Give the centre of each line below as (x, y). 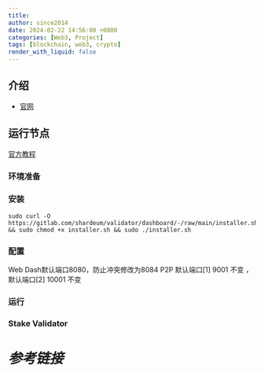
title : (19, 15)
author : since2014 (38, 23)
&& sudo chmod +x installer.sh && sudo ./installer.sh (100, 230)
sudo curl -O (29, 216)
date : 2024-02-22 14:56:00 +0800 (63, 30)
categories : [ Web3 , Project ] (56, 37)
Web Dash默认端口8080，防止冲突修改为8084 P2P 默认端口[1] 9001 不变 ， (130, 270)
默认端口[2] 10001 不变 (45, 279)
